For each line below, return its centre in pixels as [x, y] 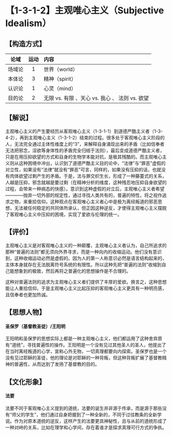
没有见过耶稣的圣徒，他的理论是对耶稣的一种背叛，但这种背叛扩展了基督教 [84, 358]
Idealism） [28, 23]
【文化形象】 [26, 382]
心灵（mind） [60, 89]
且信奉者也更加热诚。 [28, 294]
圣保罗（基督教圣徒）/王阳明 [35, 326]
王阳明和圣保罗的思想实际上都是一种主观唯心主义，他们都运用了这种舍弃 [81, 339]
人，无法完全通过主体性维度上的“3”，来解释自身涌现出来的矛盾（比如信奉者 [85, 144]
